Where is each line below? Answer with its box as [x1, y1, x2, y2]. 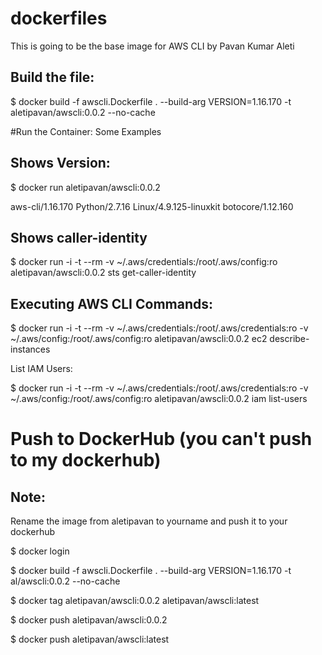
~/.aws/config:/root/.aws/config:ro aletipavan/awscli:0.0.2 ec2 [10, 333, 268, 345]
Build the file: [10, 69, 95, 86]
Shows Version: [10, 155, 111, 172]
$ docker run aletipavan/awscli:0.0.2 [10, 181, 161, 193]
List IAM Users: [10, 363, 73, 375]
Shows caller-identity [10, 229, 148, 246]
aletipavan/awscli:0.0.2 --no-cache [10, 106, 156, 118]
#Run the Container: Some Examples [10, 125, 162, 137]
